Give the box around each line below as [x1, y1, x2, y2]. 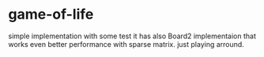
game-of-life [8, 5, 94, 23]
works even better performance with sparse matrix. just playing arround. [8, 39, 245, 48]
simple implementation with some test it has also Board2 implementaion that [8, 31, 257, 41]
